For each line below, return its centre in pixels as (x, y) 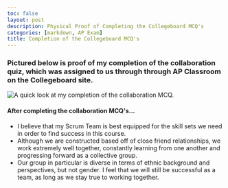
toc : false (23, 13)
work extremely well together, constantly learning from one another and (119, 148)
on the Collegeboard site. (50, 80)
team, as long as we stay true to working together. (88, 177)
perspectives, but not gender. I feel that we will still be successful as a (116, 169)
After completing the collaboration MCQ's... (71, 111)
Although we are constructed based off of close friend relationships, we (119, 141)
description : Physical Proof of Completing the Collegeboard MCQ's (106, 26)
